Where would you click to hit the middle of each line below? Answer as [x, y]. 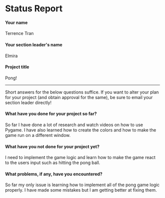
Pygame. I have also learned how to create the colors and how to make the [81, 130]
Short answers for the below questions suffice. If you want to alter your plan [82, 92]
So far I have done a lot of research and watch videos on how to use [74, 125]
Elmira [12, 56]
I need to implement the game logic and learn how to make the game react [80, 158]
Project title [17, 67]
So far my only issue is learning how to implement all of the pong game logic [82, 185]
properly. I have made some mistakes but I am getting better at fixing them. [81, 190]
